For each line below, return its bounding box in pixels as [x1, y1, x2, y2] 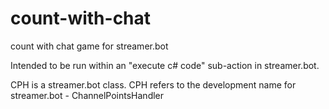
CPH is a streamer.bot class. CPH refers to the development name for [10, 78, 297, 91]
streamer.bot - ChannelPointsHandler [10, 89, 165, 101]
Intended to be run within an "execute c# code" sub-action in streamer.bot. [10, 59, 320, 71]
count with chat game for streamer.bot [10, 40, 169, 52]
